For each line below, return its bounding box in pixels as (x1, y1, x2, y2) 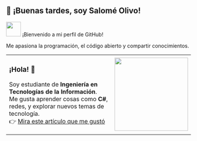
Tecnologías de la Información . (9, 87, 97, 95)
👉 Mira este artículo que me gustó (9, 117, 106, 125)
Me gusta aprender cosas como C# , (9, 95, 108, 103)
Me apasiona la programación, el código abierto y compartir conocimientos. (6, 42, 189, 49)
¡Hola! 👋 (9, 65, 36, 74)
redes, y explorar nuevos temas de (9, 102, 104, 110)
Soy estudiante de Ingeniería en (9, 80, 98, 88)
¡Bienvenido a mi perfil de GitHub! (22, 30, 104, 38)
